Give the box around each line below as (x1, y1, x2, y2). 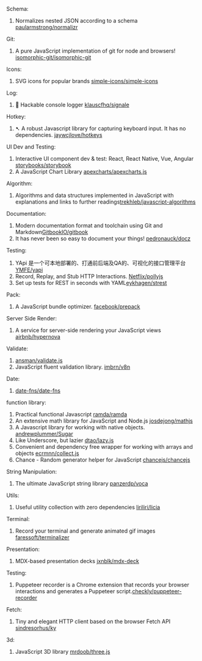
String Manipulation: (6, 468, 57, 475)
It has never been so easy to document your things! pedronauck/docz (15, 235, 191, 242)
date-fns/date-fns (15, 387, 61, 394)
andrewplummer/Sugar (15, 430, 73, 437)
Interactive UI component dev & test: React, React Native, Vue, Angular (15, 155, 194, 162)
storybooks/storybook (15, 161, 71, 169)
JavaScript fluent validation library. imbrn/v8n (15, 363, 131, 371)
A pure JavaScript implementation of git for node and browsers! (15, 47, 176, 54)
